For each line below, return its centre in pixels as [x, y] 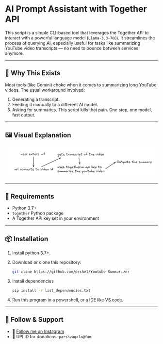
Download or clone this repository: [47, 262]
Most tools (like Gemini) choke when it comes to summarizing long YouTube [81, 85]
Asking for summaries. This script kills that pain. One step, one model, [82, 110]
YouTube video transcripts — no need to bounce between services [72, 48]
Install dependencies [33, 281]
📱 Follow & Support [34, 319]
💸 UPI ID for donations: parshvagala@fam [52, 336]
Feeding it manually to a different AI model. [55, 104]
